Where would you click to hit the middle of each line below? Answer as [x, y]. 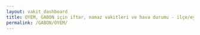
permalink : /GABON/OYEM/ [37, 23]
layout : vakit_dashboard [37, 12]
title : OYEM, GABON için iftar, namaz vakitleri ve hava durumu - [90, 17]
